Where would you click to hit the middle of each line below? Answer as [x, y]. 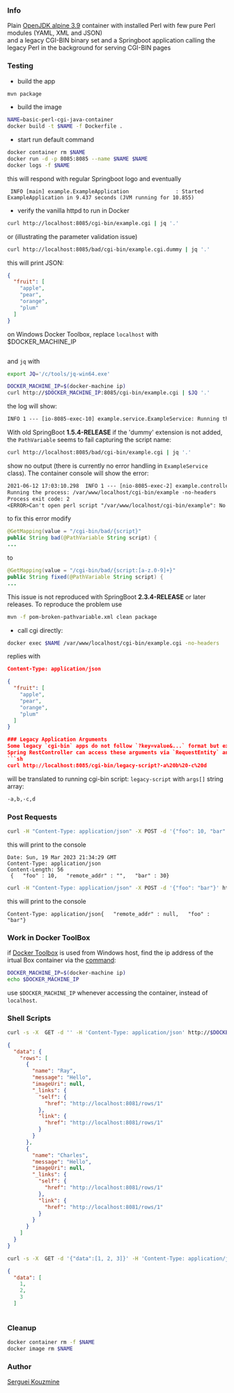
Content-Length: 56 [36, 870]
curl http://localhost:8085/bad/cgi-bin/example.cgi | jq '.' [99, 453]
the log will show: [32, 406]
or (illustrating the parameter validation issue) [72, 236]
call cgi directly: [40, 630]
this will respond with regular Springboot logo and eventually [94, 178]
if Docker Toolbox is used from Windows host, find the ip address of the [110, 953]
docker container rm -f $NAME [51, 1342]
